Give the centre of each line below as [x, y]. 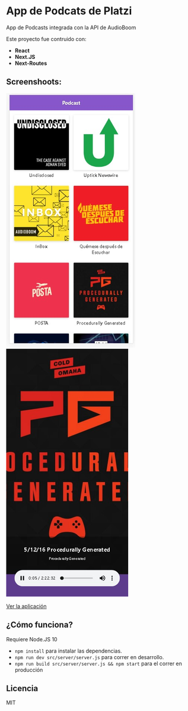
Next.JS [25, 57]
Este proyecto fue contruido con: [46, 39]
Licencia [22, 688]
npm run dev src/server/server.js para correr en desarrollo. [89, 657]
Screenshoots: [34, 82]
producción [29, 670]
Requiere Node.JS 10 [32, 639]
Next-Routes [31, 63]
